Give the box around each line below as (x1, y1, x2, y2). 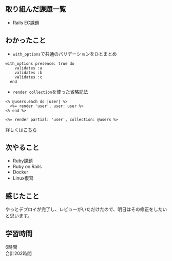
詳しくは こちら (5, 127, 37, 133)
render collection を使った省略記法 (12, 89, 88, 95)
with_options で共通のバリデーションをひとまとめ (12, 50, 117, 57)
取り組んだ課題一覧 (5, 5, 66, 14)
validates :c (14, 74, 43, 80)
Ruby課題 (12, 158, 33, 164)
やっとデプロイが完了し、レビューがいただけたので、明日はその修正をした (5, 206, 163, 213)
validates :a (14, 65, 43, 71)
